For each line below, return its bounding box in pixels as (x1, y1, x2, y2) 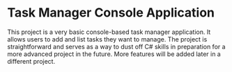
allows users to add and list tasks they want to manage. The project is (7, 35, 208, 43)
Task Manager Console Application (7, 5, 215, 21)
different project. (7, 57, 56, 65)
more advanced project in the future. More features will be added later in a (7, 50, 221, 58)
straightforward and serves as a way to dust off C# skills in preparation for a (7, 42, 226, 51)
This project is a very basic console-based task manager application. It (7, 28, 211, 36)
